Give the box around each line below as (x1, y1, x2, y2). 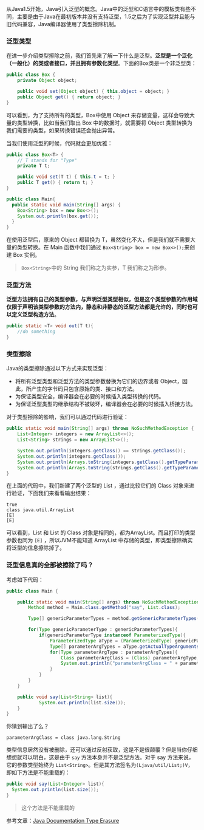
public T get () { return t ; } (17, 180, 94, 186)
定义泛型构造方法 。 (11, 311, 59, 318)
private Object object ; (17, 78, 78, 84)
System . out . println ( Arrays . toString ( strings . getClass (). (17, 464, 165, 471)
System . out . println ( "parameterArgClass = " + (60, 661, 178, 667)
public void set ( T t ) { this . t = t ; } (17, 174, 115, 180)
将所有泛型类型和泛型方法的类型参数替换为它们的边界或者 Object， (15, 378, 183, 385)
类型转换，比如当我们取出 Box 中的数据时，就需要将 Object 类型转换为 (16, 119, 193, 126)
